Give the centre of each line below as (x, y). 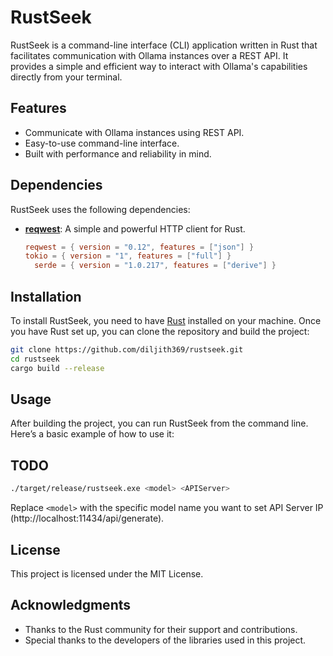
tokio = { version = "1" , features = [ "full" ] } (128, 256)
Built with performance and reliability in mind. (118, 153)
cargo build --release (57, 368)
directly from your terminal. (66, 77)
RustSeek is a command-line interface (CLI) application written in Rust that (164, 45)
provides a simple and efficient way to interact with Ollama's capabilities (159, 66)
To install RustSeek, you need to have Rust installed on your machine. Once (166, 320)
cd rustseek (35, 359)
